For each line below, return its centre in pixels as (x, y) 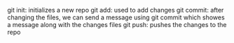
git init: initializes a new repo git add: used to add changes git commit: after (116, 10)
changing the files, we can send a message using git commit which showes (116, 17)
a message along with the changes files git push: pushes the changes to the (117, 25)
